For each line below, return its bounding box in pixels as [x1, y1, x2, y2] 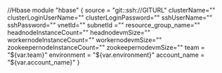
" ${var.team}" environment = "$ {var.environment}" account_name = [7, 51, 205, 59]
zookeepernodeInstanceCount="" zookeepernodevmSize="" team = [7, 44, 205, 51]
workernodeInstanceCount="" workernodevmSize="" [7, 36, 162, 44]
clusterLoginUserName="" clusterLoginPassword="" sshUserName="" [7, 13, 213, 22]
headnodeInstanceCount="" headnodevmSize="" [7, 28, 151, 36]
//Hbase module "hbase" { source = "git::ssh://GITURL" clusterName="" [7, 6, 216, 14]
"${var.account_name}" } [7, 58, 80, 66]
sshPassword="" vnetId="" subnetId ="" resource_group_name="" [7, 21, 200, 29]
